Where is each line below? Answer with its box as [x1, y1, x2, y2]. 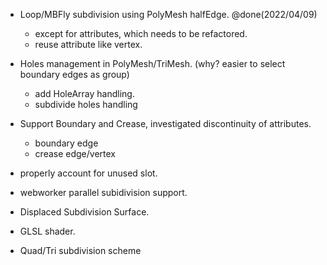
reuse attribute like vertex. [34, 39, 143, 50]
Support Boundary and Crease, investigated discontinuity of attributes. [19, 118, 312, 129]
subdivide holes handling [34, 99, 138, 110]
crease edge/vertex [34, 148, 116, 159]
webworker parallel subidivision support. [19, 187, 188, 198]
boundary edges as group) [19, 69, 130, 80]
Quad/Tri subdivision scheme [19, 245, 142, 256]
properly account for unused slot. [19, 167, 158, 179]
